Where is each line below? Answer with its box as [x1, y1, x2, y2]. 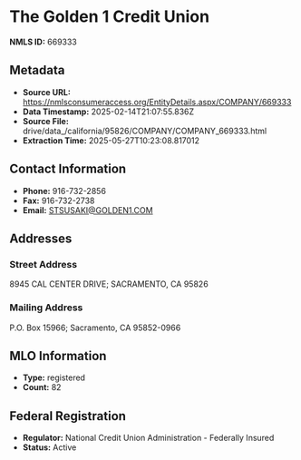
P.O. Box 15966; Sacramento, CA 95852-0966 [9, 322, 181, 333]
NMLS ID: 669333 [9, 36, 77, 47]
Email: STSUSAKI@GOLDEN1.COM [22, 204, 153, 215]
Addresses [9, 230, 73, 246]
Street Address [9, 258, 78, 270]
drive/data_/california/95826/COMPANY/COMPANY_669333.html [22, 125, 267, 136]
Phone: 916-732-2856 [22, 185, 107, 196]
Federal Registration [9, 408, 127, 424]
